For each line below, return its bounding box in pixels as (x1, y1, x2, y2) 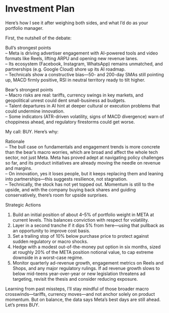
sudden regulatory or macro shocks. (12, 238, 88, 244)
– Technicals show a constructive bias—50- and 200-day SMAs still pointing (5, 71, 164, 77)
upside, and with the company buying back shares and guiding (5, 186, 136, 192)
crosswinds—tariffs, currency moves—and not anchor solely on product (5, 291, 155, 297)
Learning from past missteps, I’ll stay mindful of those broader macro (5, 286, 149, 292)
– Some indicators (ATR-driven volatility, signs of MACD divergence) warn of (5, 113, 164, 119)
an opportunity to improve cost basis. (12, 228, 91, 234)
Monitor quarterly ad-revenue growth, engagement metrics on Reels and (12, 259, 164, 266)
